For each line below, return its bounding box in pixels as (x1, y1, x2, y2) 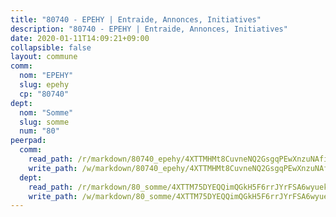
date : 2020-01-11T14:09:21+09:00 (10, 33, 150, 43)
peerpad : (10, 136, 47, 146)
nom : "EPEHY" (19, 71, 74, 81)
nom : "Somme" (19, 107, 74, 118)
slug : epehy (19, 80, 70, 90)
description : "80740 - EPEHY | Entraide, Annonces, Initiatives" (10, 24, 288, 34)
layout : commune (10, 52, 78, 62)
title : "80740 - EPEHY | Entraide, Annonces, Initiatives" (10, 14, 262, 25)
